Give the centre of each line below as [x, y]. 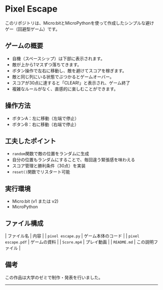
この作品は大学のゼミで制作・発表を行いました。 [54, 277]
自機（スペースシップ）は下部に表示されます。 [58, 58]
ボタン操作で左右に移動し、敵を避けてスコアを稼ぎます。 [69, 70]
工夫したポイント [31, 141]
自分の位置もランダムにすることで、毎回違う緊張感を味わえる [73, 160]
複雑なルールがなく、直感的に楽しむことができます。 [65, 89]
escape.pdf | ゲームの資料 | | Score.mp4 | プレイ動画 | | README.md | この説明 [79, 242]
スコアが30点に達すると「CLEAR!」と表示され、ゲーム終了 [71, 83]
